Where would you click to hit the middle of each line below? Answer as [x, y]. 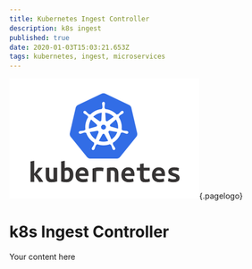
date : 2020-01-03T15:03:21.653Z [69, 47]
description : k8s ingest [55, 28]
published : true [39, 38]
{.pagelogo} [221, 196]
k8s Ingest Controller [89, 232]
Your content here [42, 257]
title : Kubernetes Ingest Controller [80, 19]
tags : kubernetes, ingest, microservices [88, 57]
